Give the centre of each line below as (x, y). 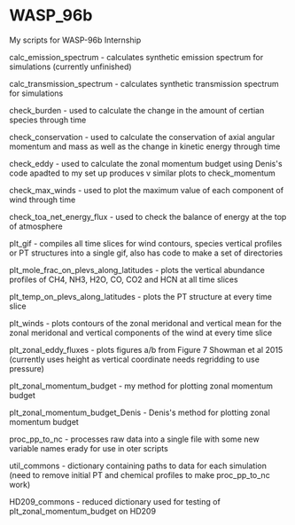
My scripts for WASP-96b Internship (75, 40)
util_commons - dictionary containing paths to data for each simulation (138, 466)
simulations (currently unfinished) (70, 67)
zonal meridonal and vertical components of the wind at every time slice (141, 333)
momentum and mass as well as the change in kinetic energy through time (145, 146)
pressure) (27, 368)
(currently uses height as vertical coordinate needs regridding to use (134, 359)
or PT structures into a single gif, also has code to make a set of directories (146, 253)
